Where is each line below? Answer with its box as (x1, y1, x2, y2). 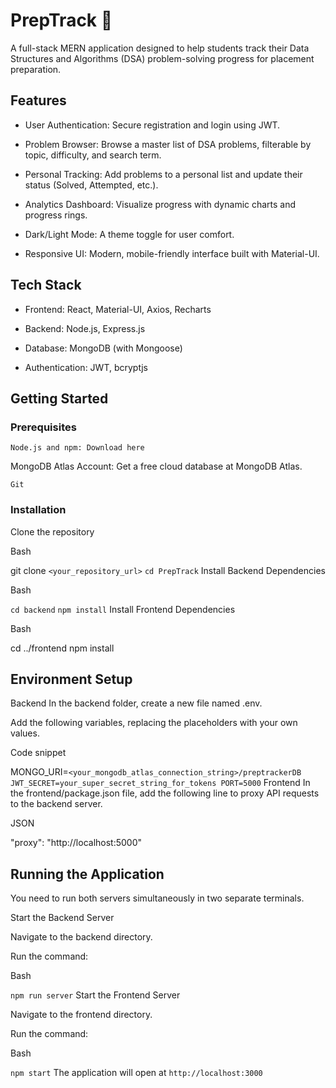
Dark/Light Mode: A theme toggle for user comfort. (24, 228, 235, 240)
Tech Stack (10, 277, 82, 294)
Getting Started (10, 390, 109, 407)
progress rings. (24, 209, 88, 221)
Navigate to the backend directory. (10, 931, 153, 943)
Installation (10, 503, 67, 517)
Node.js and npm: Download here (10, 443, 145, 453)
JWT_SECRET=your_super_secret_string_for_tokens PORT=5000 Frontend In (10, 777, 311, 789)
